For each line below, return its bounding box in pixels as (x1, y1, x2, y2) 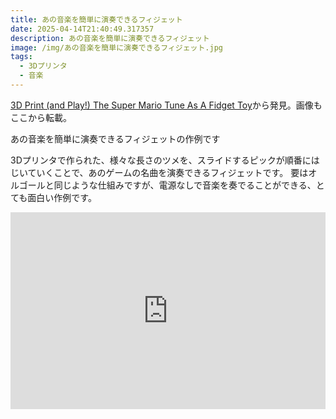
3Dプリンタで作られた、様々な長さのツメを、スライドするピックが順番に (10, 154, 312, 166)
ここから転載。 (10, 111, 72, 123)
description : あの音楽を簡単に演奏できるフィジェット (10, 33, 210, 43)
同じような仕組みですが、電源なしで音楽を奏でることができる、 (53, 179, 317, 191)
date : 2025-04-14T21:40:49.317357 (10, 24, 155, 34)
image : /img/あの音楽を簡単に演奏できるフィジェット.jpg (10, 42, 224, 53)
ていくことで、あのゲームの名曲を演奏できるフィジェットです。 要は (27, 166, 309, 178)
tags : (10, 52, 33, 62)
